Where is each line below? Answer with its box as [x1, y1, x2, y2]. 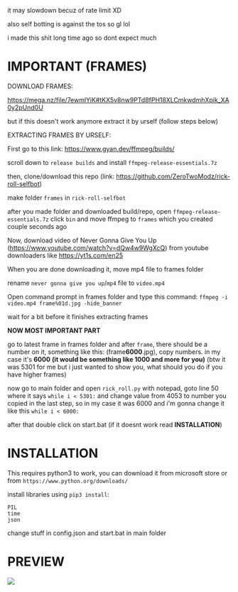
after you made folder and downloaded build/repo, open [7, 207, 172, 215]
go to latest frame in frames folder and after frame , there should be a [7, 340, 208, 348]
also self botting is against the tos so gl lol [7, 20, 130, 28]
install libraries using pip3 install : [7, 490, 109, 498]
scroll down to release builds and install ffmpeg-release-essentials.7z [7, 158, 218, 166]
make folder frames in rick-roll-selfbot [7, 193, 126, 202]
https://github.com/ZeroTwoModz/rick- [116, 172, 231, 181]
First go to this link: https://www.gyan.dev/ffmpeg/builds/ [7, 144, 175, 153]
